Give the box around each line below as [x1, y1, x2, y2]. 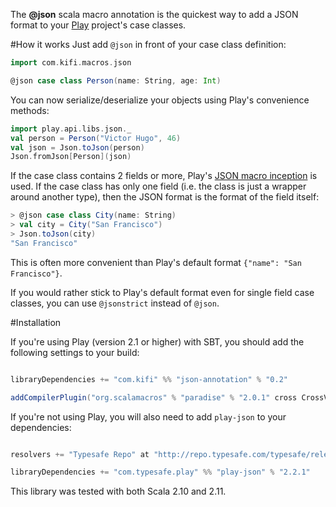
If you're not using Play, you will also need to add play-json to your [10, 410, 287, 423]
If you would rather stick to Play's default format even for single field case [10, 286, 315, 298]
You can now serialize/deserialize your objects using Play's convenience [10, 94, 310, 106]
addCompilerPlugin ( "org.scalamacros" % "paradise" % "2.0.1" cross [10, 392, 298, 403]
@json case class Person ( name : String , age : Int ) [10, 75, 222, 86]
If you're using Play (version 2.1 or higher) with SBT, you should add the [10, 335, 305, 348]
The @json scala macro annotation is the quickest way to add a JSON [10, 9, 299, 20]
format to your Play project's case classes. [10, 19, 187, 31]
